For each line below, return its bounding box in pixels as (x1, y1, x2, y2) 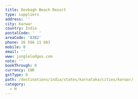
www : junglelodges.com (5, 53, 53, 59)
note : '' (5, 58, 24, 63)
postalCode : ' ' (5, 30, 42, 35)
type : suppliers (5, 12, 39, 17)
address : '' (5, 16, 30, 21)
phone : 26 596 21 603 (5, 40, 51, 45)
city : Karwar (5, 21, 33, 26)
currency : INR (5, 68, 35, 73)
